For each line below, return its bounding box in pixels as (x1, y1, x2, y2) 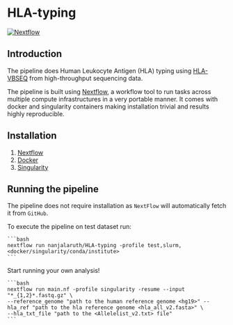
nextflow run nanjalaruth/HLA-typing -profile (7, 242, 145, 249)
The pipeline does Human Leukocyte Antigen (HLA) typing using (7, 66, 192, 74)
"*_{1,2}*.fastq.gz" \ (7, 292, 73, 299)
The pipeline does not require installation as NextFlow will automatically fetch (7, 202, 227, 210)
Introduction (7, 48, 63, 60)
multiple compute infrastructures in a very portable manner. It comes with (7, 95, 218, 103)
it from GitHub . (7, 209, 49, 217)
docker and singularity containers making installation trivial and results (7, 102, 210, 111)
